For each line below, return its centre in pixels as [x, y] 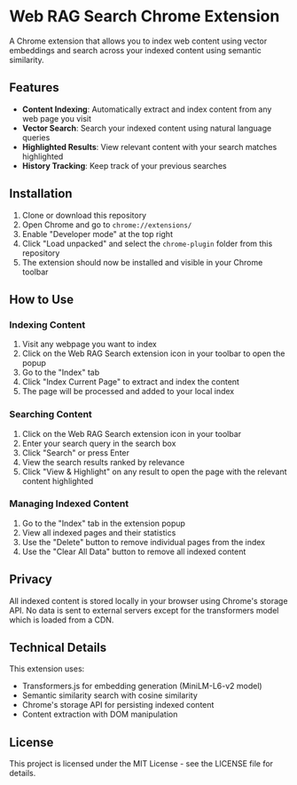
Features [34, 87]
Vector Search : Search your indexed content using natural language [147, 128]
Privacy [31, 579]
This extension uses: [47, 669]
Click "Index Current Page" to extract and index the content [130, 382]
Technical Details [58, 648]
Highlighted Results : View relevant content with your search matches [149, 147]
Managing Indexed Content [69, 504]
